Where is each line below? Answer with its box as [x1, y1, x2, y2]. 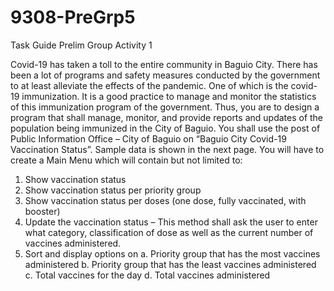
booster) [24, 205, 61, 217]
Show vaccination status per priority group [24, 184, 202, 196]
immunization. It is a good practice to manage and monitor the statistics [21, 90, 317, 102]
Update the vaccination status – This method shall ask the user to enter [24, 216, 318, 228]
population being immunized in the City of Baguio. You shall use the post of [10, 122, 321, 134]
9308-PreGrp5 [10, 6, 136, 29]
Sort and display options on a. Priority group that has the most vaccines [24, 247, 321, 260]
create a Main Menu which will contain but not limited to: [10, 154, 243, 166]
